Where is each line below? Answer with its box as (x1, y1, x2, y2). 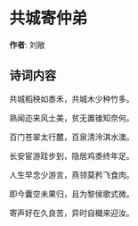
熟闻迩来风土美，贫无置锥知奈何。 (9, 113, 134, 123)
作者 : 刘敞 (9, 39, 45, 50)
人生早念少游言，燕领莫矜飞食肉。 (9, 169, 134, 180)
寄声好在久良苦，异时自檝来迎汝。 (9, 207, 134, 218)
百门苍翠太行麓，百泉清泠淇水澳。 (9, 131, 134, 142)
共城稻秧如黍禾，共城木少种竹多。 (9, 93, 134, 104)
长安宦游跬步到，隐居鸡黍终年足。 (9, 150, 134, 161)
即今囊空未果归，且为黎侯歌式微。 (9, 188, 134, 199)
